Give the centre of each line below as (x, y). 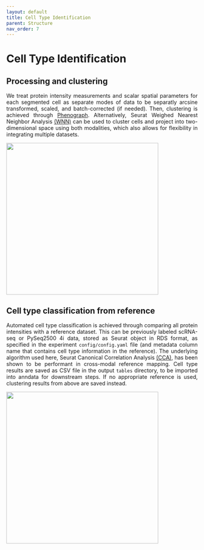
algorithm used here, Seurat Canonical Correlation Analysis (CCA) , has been (102, 358)
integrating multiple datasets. (43, 135)
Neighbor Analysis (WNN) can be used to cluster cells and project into (95, 121)
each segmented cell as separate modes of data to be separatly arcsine (102, 102)
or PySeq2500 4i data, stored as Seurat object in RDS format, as (108, 338)
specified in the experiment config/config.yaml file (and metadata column (102, 345)
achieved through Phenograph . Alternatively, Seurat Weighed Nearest (102, 115)
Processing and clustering (57, 81)
